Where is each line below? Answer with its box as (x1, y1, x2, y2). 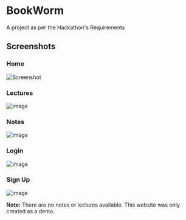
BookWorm (6, 4, 64, 18)
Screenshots (6, 41, 56, 52)
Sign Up (6, 176, 30, 184)
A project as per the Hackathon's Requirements (6, 24, 125, 31)
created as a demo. (6, 207, 55, 215)
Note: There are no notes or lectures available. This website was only (6, 201, 181, 208)
